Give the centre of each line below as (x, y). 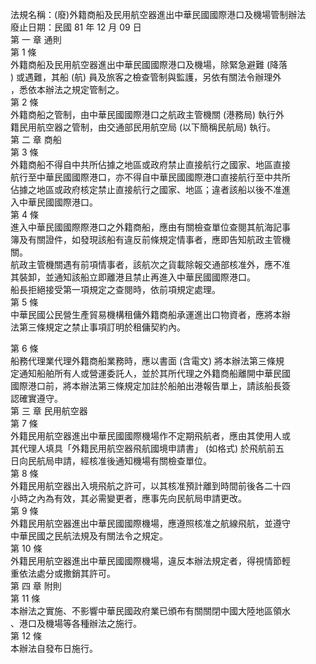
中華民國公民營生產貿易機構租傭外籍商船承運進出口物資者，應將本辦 (150, 314)
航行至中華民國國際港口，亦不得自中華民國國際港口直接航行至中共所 (150, 177)
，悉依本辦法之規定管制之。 (67, 89)
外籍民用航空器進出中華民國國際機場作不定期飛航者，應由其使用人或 (150, 436)
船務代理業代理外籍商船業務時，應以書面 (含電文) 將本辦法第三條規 (147, 361)
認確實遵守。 (36, 398)
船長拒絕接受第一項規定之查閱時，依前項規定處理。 (115, 289)
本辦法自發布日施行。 (54, 648)
